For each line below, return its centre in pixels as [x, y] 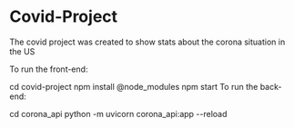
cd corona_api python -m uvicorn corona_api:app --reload [118, 113]
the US [22, 51]
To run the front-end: [49, 69]
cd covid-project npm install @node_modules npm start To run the [134, 86]
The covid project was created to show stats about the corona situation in [147, 42]
